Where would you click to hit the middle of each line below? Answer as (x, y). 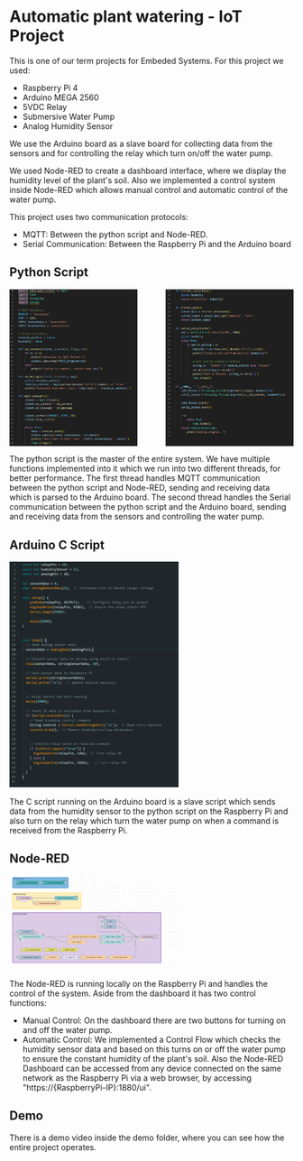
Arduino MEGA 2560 (60, 97)
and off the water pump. (67, 1029)
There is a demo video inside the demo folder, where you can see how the (147, 1138)
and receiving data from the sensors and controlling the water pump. (137, 517)
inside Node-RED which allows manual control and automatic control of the (149, 189)
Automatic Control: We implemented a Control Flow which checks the (151, 1039)
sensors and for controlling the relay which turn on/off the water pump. (141, 153)
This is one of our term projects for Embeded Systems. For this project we (147, 60)
